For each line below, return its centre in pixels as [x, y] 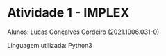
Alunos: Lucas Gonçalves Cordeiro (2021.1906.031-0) [83, 32]
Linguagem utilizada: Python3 [50, 45]
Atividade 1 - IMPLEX [68, 13]
